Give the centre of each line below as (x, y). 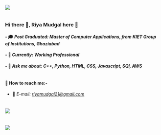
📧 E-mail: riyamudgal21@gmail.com (48, 94)
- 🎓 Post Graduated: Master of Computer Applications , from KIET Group (81, 37)
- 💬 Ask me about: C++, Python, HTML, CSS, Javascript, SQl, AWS (74, 66)
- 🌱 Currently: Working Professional (42, 55)
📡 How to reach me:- (26, 83)
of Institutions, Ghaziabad (32, 43)
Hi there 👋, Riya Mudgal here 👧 (42, 25)
